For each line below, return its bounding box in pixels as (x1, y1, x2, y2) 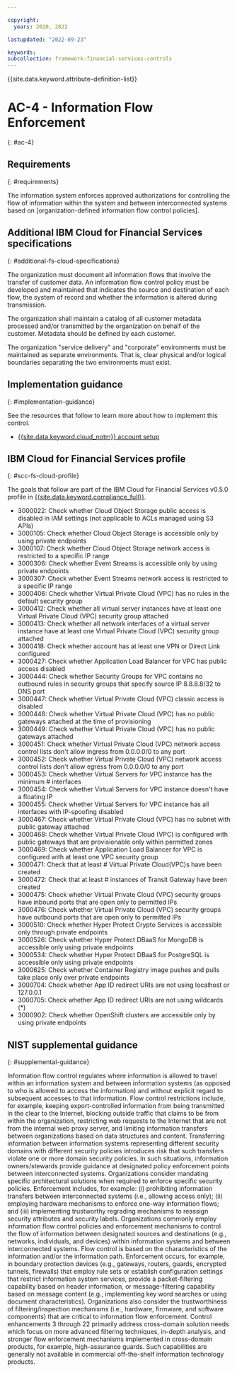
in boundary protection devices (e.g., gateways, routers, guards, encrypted (7, 1260, 226, 1268)
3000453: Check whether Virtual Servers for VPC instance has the (17, 770, 212, 779)
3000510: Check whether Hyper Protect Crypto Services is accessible (17, 920, 223, 929)
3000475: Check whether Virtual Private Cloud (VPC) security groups (17, 891, 221, 899)
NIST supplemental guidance (7, 1039, 138, 1051)
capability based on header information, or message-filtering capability (7, 1282, 215, 1291)
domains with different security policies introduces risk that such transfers (7, 1147, 224, 1156)
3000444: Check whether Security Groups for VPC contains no (17, 672, 203, 681)
